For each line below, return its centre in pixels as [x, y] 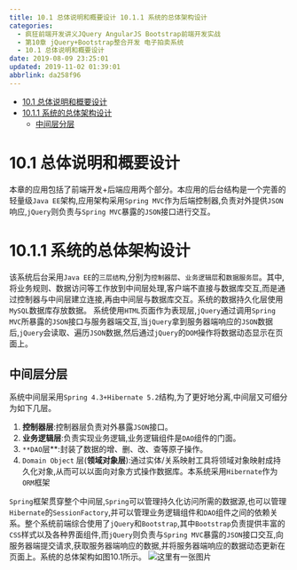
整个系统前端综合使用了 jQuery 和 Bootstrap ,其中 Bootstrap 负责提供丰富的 [155, 524]
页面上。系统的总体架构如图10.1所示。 [78, 557]
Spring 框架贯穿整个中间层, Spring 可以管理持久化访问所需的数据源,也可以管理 [148, 502]
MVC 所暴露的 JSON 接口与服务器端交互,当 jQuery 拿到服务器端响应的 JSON [133, 321]
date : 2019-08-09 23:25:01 [59, 59]
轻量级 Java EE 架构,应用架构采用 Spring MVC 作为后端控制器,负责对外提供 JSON [146, 200]
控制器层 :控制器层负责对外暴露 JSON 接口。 [97, 427]
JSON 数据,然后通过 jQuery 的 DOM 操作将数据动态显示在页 [187, 332]
